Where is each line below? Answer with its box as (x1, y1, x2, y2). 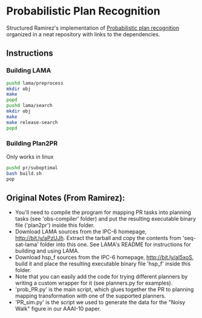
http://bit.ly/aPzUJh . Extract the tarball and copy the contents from (15, 235, 181, 242)
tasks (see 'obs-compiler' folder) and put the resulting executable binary (15, 215, 197, 222)
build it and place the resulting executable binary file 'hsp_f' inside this (15, 260, 191, 267)
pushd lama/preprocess (6, 80, 64, 86)
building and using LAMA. (15, 247, 80, 255)
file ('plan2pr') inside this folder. (15, 222, 95, 229)
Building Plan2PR (6, 139, 58, 148)
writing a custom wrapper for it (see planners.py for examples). (15, 279, 173, 287)
